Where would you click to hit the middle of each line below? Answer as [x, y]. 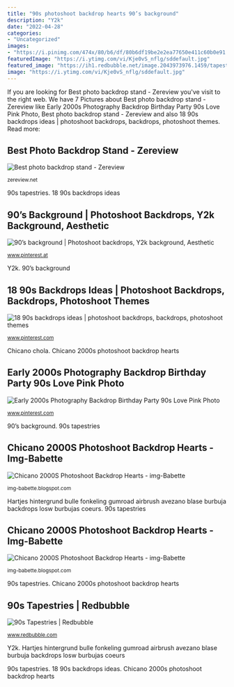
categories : [24, 33]
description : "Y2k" [36, 20]
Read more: [24, 129]
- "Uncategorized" [34, 40]
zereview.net [23, 180]
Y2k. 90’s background [39, 268]
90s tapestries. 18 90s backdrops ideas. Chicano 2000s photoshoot [104, 669]
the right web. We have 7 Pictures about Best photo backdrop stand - [107, 99]
